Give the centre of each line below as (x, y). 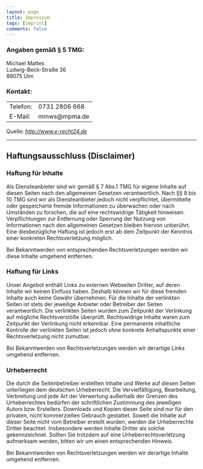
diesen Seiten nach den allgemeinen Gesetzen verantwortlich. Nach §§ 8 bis (101, 193)
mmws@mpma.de (64, 116)
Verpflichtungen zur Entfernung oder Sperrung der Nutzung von (86, 218)
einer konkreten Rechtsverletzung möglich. (60, 238)
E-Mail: (20, 116)
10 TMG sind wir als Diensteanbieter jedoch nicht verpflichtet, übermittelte (99, 199)
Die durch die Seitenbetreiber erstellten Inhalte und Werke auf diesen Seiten (101, 383)
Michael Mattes (25, 63)
